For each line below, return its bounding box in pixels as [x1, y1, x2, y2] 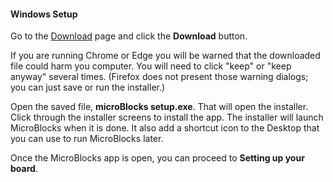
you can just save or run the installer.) [10, 81, 166, 94]
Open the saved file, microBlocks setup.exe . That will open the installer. [10, 101, 309, 113]
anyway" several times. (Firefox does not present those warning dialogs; [10, 71, 309, 83]
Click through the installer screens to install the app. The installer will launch [10, 111, 324, 124]
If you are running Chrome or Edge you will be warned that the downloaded [10, 50, 321, 62]
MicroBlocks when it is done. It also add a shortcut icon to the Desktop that [10, 122, 320, 134]
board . [10, 163, 38, 175]
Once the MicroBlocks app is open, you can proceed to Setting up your [10, 152, 305, 164]
